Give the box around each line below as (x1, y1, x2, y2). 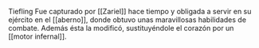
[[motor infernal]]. (8, 31, 67, 41)
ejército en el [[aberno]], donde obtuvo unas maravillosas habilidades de (8, 15, 247, 24)
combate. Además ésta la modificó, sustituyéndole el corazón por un (8, 24, 234, 32)
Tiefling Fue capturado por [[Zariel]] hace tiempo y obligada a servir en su (8, 7, 252, 16)
